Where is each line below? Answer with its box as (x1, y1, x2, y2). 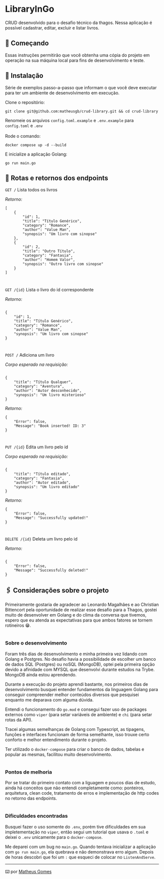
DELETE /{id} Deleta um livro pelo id (5, 536, 78, 542)
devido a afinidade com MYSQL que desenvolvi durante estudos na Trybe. (5, 666, 155, 672)
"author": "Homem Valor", (22, 258, 76, 262)
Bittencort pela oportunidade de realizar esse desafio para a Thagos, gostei (5, 607, 157, 613)
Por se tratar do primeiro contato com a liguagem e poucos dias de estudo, (5, 780, 156, 786)
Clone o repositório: (5, 99, 45, 105)
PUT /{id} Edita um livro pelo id (5, 444, 68, 450)
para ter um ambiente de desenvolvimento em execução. (5, 90, 120, 96)
